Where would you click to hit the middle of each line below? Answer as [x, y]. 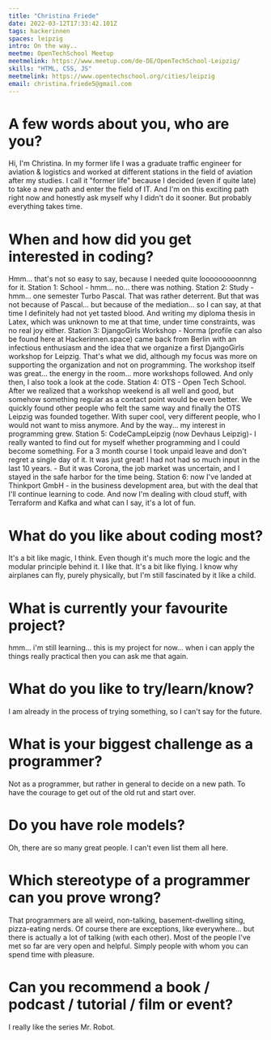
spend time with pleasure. [51, 954]
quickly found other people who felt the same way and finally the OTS [125, 408]
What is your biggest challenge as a [131, 745]
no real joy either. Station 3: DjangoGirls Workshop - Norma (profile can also [135, 331]
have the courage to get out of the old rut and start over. [102, 793]
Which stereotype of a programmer [129, 881]
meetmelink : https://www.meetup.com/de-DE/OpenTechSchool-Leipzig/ [125, 62]
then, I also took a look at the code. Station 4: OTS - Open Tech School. [127, 383]
